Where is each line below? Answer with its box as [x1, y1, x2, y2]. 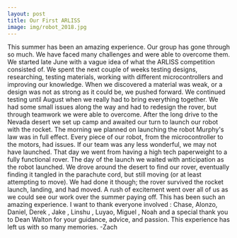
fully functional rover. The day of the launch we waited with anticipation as [7, 155, 224, 164]
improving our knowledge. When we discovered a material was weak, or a [7, 81, 223, 89]
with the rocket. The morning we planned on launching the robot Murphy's [7, 125, 224, 134]
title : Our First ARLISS [7, 17, 81, 24]
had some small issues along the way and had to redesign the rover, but [7, 103, 217, 112]
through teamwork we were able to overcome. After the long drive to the [7, 110, 218, 119]
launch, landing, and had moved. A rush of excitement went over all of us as [7, 185, 229, 194]
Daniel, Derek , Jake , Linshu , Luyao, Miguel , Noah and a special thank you [7, 208, 229, 216]
